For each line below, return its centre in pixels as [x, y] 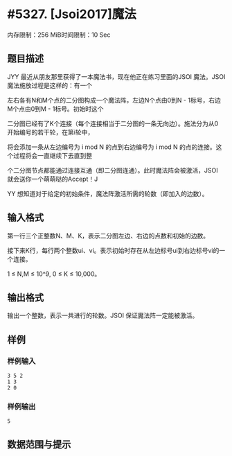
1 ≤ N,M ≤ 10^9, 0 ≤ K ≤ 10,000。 [54, 274]
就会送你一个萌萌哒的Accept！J [53, 179]
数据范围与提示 [39, 444]
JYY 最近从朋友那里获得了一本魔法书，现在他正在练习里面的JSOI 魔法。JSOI [116, 76]
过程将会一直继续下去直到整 [52, 155]
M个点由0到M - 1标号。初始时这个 [55, 109]
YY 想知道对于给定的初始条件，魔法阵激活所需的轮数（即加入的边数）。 [108, 193]
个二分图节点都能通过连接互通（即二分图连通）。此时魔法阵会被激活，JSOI [113, 170]
